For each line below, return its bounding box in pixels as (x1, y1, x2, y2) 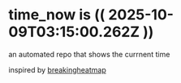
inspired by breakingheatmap (8, 64, 107, 74)
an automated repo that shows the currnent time (8, 49, 170, 59)
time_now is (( (8, 6, 106, 24)
